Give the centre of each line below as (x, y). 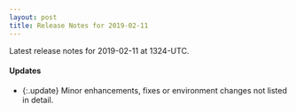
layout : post (33, 17)
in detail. (38, 100)
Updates (25, 71)
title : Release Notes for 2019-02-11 (79, 26)
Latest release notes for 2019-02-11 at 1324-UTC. (99, 50)
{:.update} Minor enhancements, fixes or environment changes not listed (155, 90)
